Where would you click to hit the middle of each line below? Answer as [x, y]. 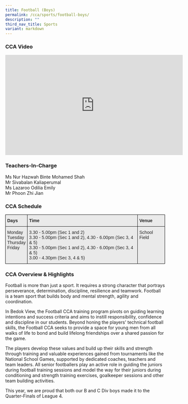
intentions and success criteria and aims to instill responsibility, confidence [84, 317]
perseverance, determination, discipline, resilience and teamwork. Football [83, 291]
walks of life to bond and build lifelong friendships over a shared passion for [85, 333]
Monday [15, 233]
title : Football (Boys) [30, 10]
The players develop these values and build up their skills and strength [79, 349]
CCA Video [19, 47]
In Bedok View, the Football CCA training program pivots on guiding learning [85, 311]
